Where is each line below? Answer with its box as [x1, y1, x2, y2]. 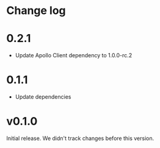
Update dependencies [15, 93, 71, 100]
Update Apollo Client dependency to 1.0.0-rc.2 [15, 52, 133, 59]
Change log [6, 4, 66, 18]
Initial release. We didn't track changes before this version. [6, 135, 155, 142]
